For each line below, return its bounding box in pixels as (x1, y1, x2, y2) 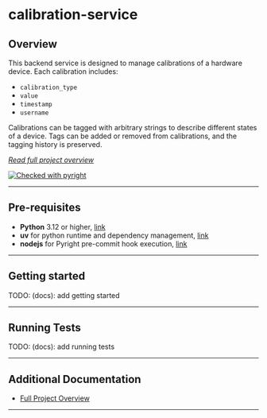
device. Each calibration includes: (8, 67, 118, 76)
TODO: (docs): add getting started (8, 290, 121, 300)
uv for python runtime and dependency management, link (19, 230, 209, 240)
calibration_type (19, 83, 78, 91)
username (19, 109, 49, 117)
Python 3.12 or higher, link (19, 222, 106, 231)
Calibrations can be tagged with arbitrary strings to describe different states (8, 123, 257, 132)
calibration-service (8, 6, 138, 24)
